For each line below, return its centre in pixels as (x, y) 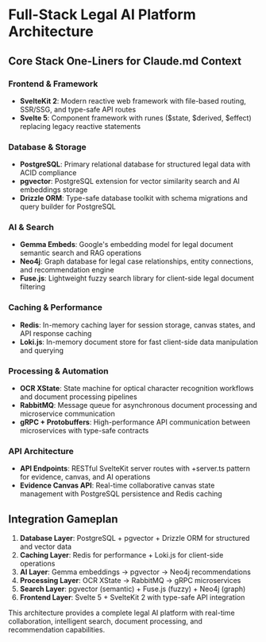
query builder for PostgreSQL (68, 207)
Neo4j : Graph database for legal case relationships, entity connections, (137, 261)
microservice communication (67, 414)
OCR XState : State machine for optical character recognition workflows (137, 389)
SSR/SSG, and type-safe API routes (78, 109)
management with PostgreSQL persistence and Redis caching (121, 494)
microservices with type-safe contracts (84, 431)
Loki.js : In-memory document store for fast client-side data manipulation (139, 342)
